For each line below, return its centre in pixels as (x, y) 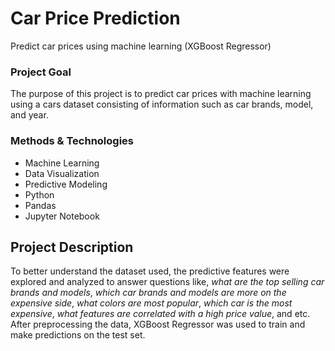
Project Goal (41, 72)
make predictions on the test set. (78, 335)
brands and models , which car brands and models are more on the (148, 293)
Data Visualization (62, 173)
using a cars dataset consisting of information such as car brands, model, (162, 104)
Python (39, 194)
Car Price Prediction (95, 18)
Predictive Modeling (66, 184)
